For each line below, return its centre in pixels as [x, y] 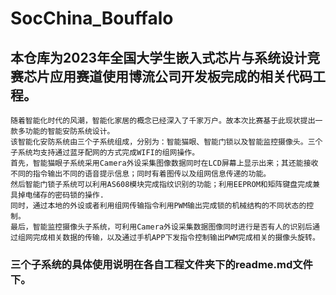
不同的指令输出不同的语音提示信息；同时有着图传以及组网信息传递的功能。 [141, 174]
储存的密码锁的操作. [68, 195]
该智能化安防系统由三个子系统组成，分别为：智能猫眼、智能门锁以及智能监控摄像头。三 [163, 142]
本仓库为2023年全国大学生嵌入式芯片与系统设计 [159, 57]
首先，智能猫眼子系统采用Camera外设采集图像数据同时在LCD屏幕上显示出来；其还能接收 [164, 163]
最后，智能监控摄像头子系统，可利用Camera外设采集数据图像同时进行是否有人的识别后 [161, 227]
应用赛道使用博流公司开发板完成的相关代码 [181, 76]
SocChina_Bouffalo [92, 18]
